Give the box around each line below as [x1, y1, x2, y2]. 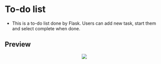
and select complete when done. [12, 25, 80, 31]
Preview [5, 40, 31, 49]
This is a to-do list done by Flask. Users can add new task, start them [12, 20, 156, 26]
